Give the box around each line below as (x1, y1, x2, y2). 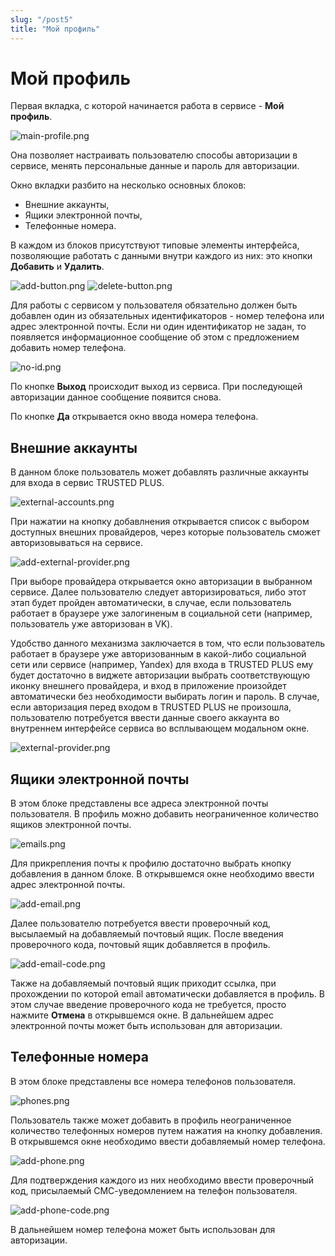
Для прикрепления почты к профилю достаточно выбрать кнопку (10, 857, 292, 870)
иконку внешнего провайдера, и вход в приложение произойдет (10, 680, 287, 692)
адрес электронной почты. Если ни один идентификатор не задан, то (10, 321, 307, 333)
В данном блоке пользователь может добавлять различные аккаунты (10, 466, 310, 478)
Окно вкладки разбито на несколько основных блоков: (10, 179, 247, 191)
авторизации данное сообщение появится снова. (10, 391, 222, 403)
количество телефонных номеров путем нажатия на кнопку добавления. (10, 1124, 323, 1136)
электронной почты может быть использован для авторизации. (10, 1020, 283, 1032)
